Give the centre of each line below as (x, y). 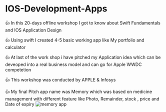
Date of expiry (20, 104)
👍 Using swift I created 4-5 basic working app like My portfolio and (75, 40)
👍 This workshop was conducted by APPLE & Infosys (60, 79)
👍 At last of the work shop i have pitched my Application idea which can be (83, 57)
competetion (18, 69)
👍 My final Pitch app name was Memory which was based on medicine (79, 91)
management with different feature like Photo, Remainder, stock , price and (82, 98)
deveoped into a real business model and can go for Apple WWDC (73, 64)
